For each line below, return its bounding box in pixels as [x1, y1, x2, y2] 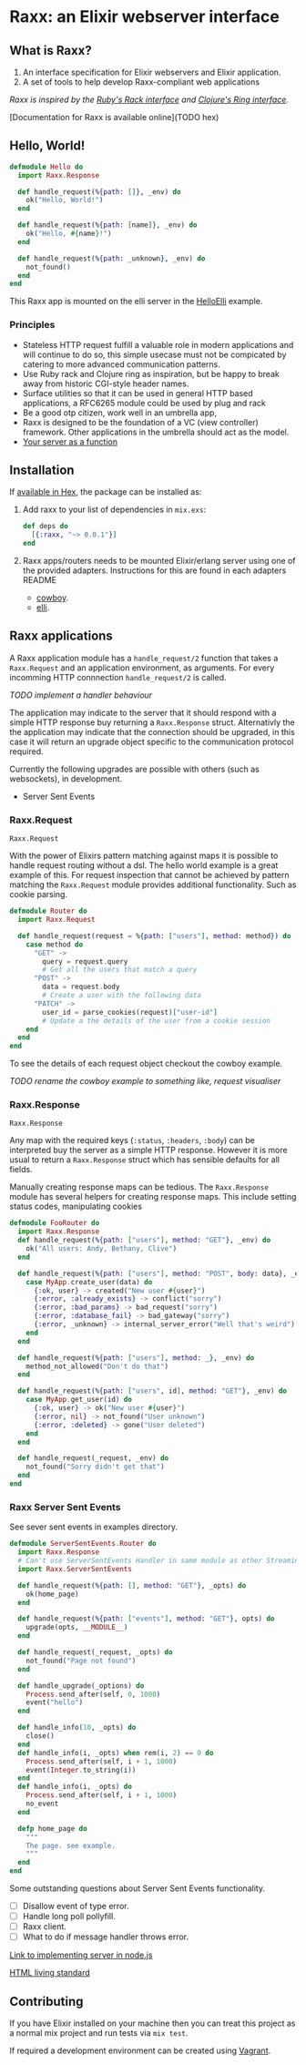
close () [25, 1732, 55, 1741]
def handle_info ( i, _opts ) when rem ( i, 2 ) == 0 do [17, 1748, 214, 1757]
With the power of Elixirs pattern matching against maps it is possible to [9, 850, 279, 862]
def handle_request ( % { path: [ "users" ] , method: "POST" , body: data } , [17, 1269, 287, 1278]
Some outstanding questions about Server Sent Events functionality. [9, 1883, 266, 1894]
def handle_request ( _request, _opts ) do [17, 1648, 173, 1657]
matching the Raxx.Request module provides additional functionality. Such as [9, 879, 297, 890]
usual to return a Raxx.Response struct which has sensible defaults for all [9, 1154, 280, 1165]
